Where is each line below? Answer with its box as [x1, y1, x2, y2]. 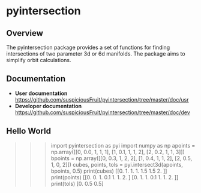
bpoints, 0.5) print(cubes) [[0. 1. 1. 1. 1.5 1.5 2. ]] [50, 167, 167, 174]
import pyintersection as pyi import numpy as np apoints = [50, 142, 196, 149]
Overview [6, 28, 44, 38]
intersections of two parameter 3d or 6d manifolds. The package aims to [6, 50, 185, 57]
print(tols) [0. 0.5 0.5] [50, 180, 104, 187]
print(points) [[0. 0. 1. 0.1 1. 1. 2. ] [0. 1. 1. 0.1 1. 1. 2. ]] [50, 173, 179, 180]
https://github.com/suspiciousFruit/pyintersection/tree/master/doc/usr [14, 96, 189, 103]
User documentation [14, 90, 68, 97]
